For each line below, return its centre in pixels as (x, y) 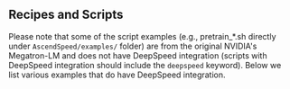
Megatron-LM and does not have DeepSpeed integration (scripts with (138, 55)
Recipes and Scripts (66, 15)
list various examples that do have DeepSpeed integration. (117, 75)
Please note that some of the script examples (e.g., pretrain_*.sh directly (142, 36)
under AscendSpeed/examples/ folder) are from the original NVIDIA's (133, 46)
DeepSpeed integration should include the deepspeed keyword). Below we (145, 65)
